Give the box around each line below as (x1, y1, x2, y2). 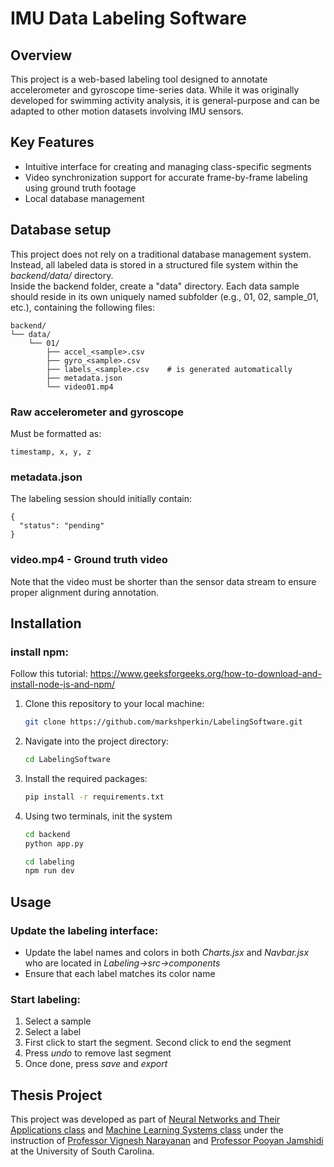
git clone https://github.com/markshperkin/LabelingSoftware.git (24, 717, 303, 727)
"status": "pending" (19, 521, 105, 531)
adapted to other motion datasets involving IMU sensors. (10, 105, 244, 117)
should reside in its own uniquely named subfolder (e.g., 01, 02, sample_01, (10, 290, 320, 302)
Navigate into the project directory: (24, 735, 170, 747)
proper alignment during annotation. (10, 586, 160, 598)
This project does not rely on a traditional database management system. (10, 248, 312, 260)
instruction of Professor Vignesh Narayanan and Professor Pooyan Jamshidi (10, 1135, 324, 1147)
